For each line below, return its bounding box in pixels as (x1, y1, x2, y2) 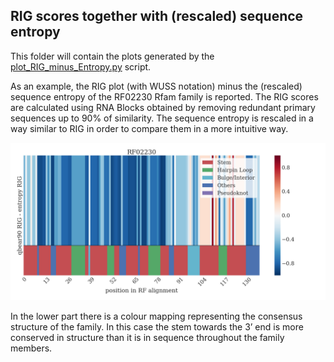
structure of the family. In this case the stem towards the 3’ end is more (10, 320, 304, 333)
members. (10, 342, 53, 354)
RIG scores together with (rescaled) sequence (10, 8, 304, 25)
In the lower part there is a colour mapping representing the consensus (10, 310, 303, 322)
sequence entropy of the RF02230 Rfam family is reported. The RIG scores (10, 90, 319, 103)
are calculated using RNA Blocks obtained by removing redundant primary (10, 101, 316, 113)
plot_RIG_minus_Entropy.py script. (10, 60, 152, 73)
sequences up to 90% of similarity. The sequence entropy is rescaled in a (10, 112, 314, 124)
